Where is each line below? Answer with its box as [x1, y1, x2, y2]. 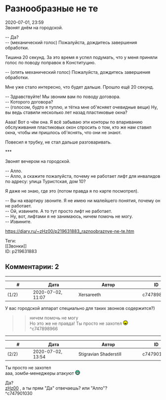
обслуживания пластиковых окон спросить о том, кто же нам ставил [5, 124, 152, 130]
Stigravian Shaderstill [78, 351, 122, 357]
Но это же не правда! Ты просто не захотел [29, 320, 122, 326]
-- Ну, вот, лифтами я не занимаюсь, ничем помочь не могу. [5, 213, 133, 219]
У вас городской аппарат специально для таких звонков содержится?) [5, 305, 155, 311]
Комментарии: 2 [5, 263, 59, 271]
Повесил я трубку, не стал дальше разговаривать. [5, 139, 112, 145]
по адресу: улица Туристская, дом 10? [5, 178, 86, 184]
